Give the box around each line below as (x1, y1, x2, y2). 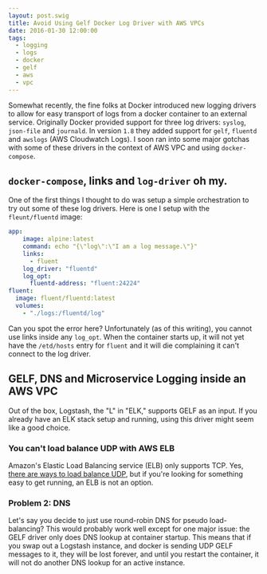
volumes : (15, 302, 45, 310)
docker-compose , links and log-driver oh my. (8, 174, 228, 187)
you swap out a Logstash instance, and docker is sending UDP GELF (8, 541, 234, 551)
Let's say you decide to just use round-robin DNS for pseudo (8, 516, 209, 525)
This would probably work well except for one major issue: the (45, 524, 250, 534)
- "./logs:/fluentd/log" (22, 309, 105, 317)
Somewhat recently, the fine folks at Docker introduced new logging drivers (8, 100, 257, 110)
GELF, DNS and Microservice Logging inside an (8, 372, 246, 386)
